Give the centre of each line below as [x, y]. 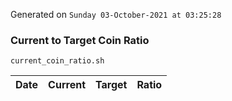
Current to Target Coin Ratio [80, 40]
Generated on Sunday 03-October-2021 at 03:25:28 [116, 14]
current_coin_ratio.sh [57, 61]
